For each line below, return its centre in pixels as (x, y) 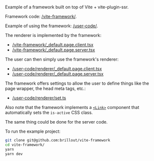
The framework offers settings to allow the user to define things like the (77, 83)
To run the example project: (33, 131)
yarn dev (14, 154)
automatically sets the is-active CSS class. (49, 112)
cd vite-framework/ (25, 145)
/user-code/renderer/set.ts (39, 98)
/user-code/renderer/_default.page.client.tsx (57, 69)
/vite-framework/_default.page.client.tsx (53, 45)
